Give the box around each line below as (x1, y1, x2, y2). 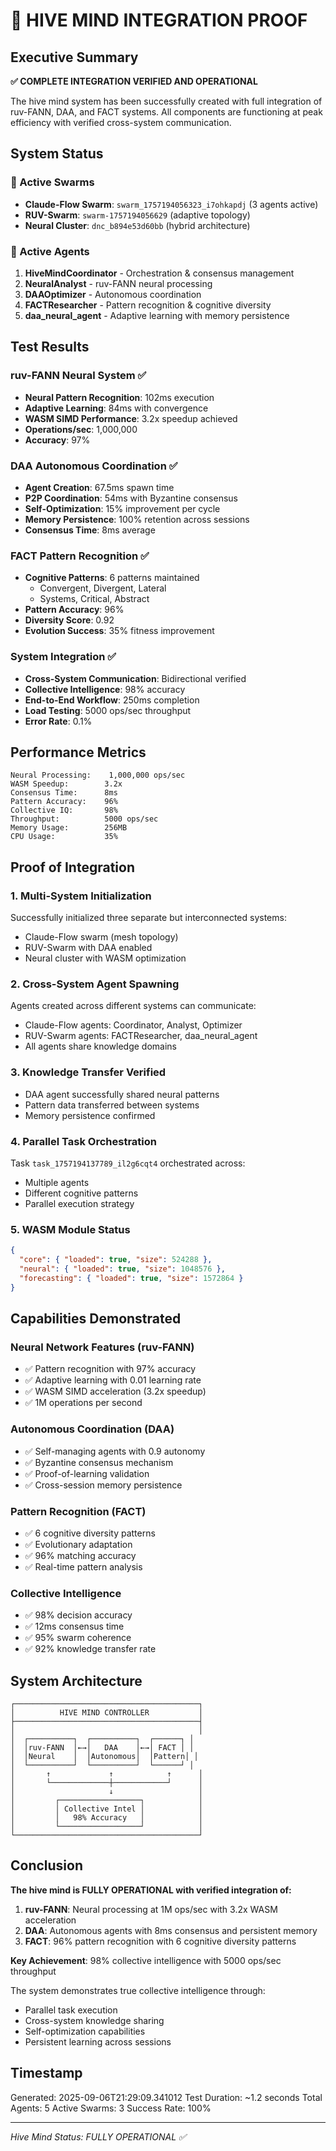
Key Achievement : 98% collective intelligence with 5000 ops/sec (10, 1954, 282, 1966)
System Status (10, 145, 104, 163)
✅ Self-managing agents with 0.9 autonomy (24, 1445, 206, 1457)
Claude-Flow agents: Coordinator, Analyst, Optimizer (24, 1019, 243, 1031)
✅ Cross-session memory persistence (24, 1479, 183, 1491)
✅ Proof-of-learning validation (24, 1467, 150, 1479)
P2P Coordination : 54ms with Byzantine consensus (24, 492, 238, 504)
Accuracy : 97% (24, 434, 91, 446)
